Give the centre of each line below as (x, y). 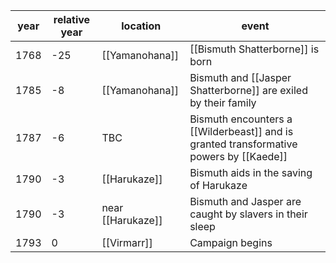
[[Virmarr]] (127, 242)
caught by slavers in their (248, 214)
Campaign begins (231, 242)
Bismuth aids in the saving (251, 172)
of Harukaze (218, 185)
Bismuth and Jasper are (245, 201)
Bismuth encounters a (241, 119)
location (141, 26)
